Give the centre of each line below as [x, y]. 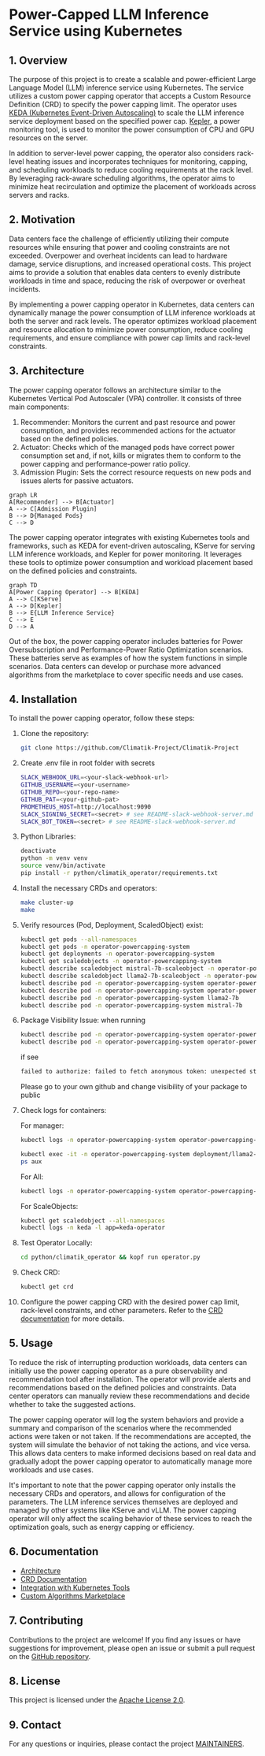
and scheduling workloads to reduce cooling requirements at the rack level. [131, 170]
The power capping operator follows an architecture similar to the [115, 390]
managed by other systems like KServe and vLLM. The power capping [123, 1510]
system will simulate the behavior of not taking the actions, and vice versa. [130, 1445]
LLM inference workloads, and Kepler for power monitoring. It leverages [125, 554]
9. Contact [35, 1725]
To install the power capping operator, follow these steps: [102, 718]
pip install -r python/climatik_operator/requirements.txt [119, 873]
